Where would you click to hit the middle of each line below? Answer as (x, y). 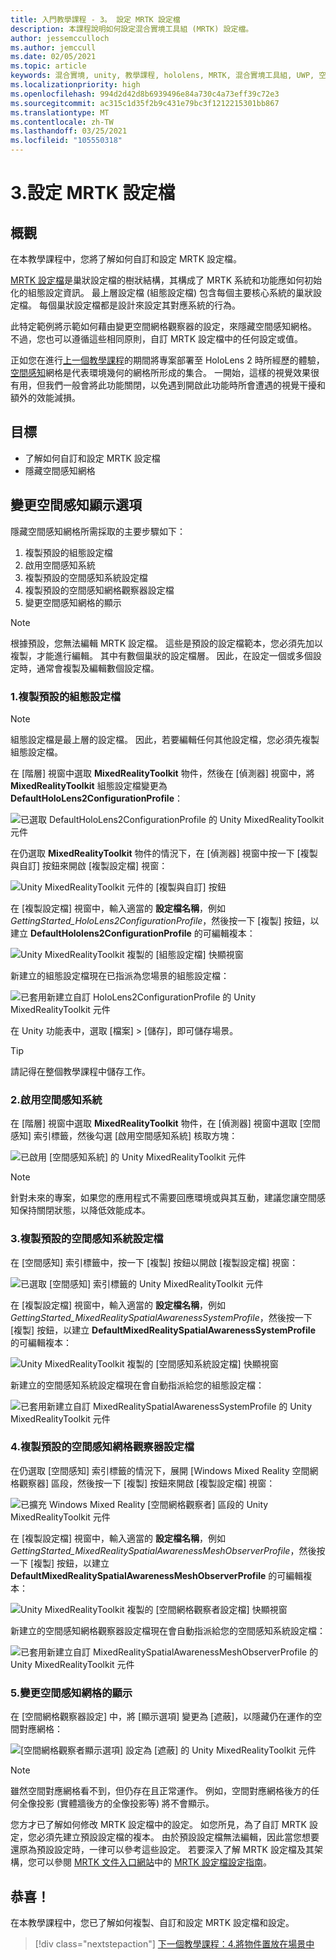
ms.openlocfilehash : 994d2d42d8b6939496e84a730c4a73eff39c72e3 (145, 94)
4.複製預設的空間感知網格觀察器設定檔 (102, 1447)
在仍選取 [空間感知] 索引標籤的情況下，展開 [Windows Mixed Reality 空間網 (164, 1470)
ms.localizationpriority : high (75, 85)
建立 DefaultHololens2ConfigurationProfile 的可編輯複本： (133, 933)
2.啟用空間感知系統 (56, 1099)
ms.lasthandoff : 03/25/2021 (69, 131)
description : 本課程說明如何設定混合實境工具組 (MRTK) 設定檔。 (132, 29)
